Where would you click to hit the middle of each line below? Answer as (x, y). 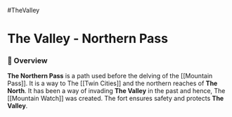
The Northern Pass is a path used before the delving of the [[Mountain (110, 76)
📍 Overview (27, 61)
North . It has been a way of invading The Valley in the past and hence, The (116, 91)
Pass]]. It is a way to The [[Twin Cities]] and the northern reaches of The (112, 83)
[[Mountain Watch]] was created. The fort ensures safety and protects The (116, 99)
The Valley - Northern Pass (88, 39)
